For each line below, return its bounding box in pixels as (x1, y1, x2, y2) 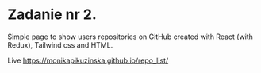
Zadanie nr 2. (7, 6, 97, 24)
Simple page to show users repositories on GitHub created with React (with (7, 32, 253, 41)
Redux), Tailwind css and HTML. (7, 40, 113, 49)
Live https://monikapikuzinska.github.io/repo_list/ (7, 56, 169, 65)
